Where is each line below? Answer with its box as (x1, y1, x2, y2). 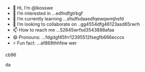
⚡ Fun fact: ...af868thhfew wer (12, 40, 77, 46)
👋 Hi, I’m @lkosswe (12, 5, 53, 11)
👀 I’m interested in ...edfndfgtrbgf (12, 10, 83, 16)
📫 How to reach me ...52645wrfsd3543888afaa (12, 27, 115, 33)
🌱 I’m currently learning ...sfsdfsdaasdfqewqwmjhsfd (12, 16, 124, 21)
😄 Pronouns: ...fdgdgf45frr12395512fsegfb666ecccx (12, 34, 125, 40)
